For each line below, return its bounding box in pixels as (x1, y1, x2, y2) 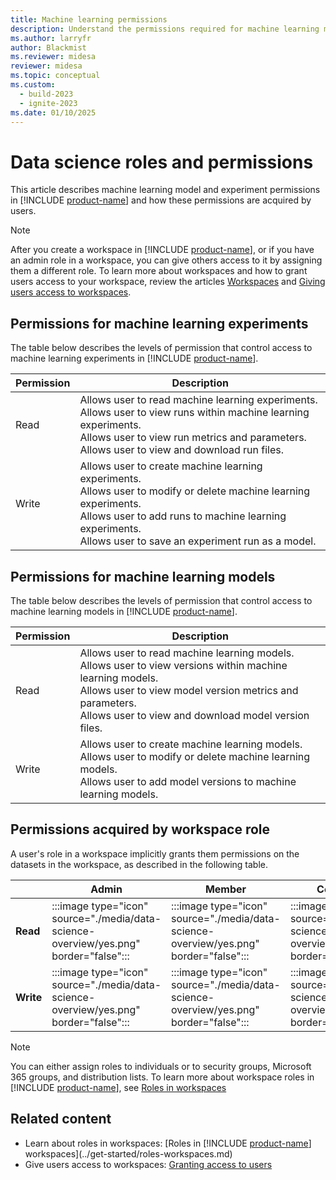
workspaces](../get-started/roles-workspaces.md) (24, 1147, 233, 1160)
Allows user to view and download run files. (79, 443, 284, 457)
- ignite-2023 (19, 98, 78, 108)
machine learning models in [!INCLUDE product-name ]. (10, 605, 238, 617)
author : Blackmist (10, 42, 87, 53)
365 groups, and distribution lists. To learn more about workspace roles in (10, 1071, 315, 1083)
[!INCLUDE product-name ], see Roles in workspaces (10, 1081, 227, 1093)
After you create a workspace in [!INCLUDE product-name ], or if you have (10, 244, 315, 256)
